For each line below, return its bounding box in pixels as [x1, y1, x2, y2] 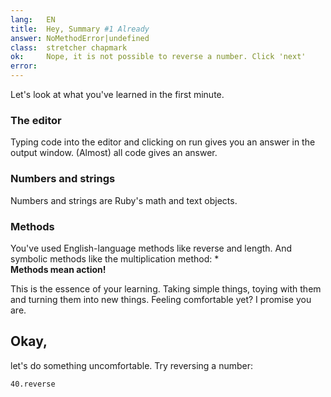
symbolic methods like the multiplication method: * [10, 252, 220, 265]
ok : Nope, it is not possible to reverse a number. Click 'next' [10, 52, 307, 62]
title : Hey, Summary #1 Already [10, 24, 150, 34]
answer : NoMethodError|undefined [10, 33, 150, 43]
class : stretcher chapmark [10, 42, 128, 53]
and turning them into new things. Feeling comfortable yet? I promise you [10, 293, 312, 305]
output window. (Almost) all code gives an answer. [10, 147, 218, 159]
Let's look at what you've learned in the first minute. [10, 89, 225, 100]
